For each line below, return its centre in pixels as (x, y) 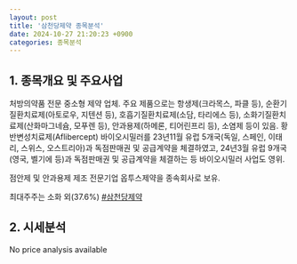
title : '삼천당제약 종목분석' (57, 26)
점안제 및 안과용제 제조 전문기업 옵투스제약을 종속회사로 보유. (115, 178)
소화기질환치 (265, 115)
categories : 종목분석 (45, 42)
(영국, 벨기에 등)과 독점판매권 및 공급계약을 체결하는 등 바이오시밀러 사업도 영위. (147, 159)
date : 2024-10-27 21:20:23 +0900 (71, 34)
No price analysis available (58, 249)
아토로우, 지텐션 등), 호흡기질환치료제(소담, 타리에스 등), (144, 115)
